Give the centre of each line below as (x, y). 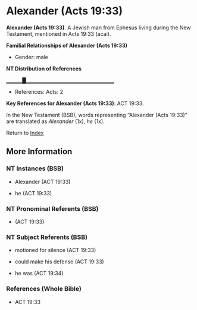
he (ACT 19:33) (33, 193)
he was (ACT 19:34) (39, 274)
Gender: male (32, 57)
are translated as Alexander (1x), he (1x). (56, 121)
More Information (39, 151)
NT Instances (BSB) (35, 168)
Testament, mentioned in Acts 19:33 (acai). (59, 33)
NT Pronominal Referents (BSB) (52, 208)
